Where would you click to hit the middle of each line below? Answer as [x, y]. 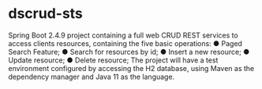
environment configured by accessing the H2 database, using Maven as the [131, 68]
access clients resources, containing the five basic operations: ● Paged [125, 43]
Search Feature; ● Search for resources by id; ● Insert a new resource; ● [129, 52]
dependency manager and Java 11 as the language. [92, 77]
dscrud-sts [45, 14]
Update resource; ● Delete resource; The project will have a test [113, 60]
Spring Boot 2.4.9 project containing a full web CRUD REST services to [123, 35]
